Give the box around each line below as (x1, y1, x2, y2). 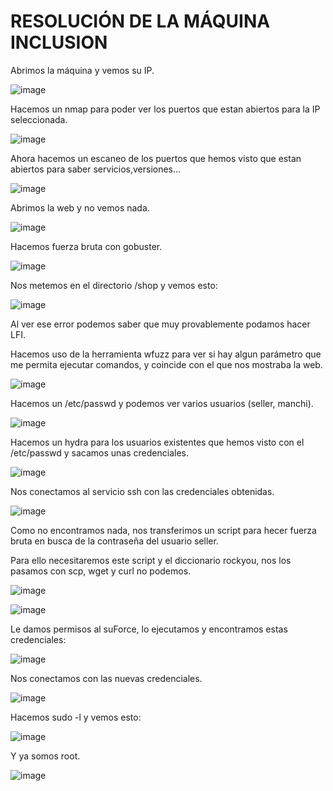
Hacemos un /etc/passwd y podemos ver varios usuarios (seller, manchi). (10, 397, 314, 409)
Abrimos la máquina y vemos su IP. (10, 64, 155, 76)
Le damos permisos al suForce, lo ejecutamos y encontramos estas (10, 623, 288, 635)
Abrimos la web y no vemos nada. (10, 201, 150, 214)
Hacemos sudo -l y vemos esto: (10, 711, 142, 723)
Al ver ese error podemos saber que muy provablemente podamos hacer (10, 318, 311, 330)
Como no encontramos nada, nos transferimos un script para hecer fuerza (10, 524, 317, 536)
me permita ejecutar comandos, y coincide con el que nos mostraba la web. (10, 358, 323, 370)
